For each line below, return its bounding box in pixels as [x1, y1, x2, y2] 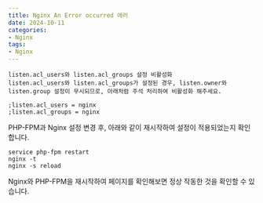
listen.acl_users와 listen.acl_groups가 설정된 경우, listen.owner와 [8, 79, 228, 87]
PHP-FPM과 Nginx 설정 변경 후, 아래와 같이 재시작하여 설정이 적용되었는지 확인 [8, 123, 251, 132]
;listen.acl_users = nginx [8, 101, 97, 109]
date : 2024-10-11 [8, 19, 65, 27]
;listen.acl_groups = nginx [8, 108, 100, 116]
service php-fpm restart [8, 148, 89, 156]
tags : [8, 41, 26, 49]
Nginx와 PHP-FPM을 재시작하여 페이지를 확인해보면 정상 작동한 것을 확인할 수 [8, 177, 247, 186]
